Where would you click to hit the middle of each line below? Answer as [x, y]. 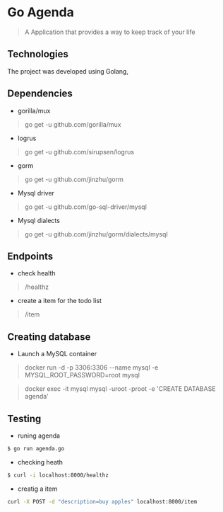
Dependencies [40, 94]
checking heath [40, 462]
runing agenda [39, 436]
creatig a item [37, 489]
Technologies [38, 54]
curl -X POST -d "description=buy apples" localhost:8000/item [102, 501]
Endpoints [30, 256]
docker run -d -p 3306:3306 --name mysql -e [91, 368]
